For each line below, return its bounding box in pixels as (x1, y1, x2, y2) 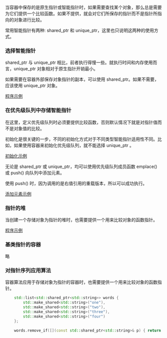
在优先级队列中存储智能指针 (5, 107, 72, 114)
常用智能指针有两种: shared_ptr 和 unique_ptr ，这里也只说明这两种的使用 (5, 27, 154, 33)
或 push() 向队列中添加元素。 (5, 169, 65, 175)
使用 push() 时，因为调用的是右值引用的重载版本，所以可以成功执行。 (5, 180, 148, 186)
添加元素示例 (5, 191, 31, 197)
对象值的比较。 (13, 125, 45, 131)
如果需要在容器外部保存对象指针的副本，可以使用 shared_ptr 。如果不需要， (5, 76, 159, 82)
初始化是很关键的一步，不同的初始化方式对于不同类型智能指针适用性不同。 (5, 136, 158, 142)
